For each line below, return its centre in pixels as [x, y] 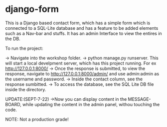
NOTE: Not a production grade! [37, 119]
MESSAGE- [139, 99]
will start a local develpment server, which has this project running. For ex [81, 63]
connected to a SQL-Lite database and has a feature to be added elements [82, 28]
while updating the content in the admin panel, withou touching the [91, 104]
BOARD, [13, 104]
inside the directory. [26, 89]
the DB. [13, 39]
